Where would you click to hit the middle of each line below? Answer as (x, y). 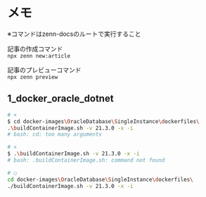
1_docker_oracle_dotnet (60, 99)
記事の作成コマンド (35, 49)
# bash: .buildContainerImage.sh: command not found (86, 160)
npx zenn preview (33, 77)
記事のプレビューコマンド (44, 70)
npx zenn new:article (39, 56)
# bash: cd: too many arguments (54, 134)
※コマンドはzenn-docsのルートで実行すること (74, 34)
